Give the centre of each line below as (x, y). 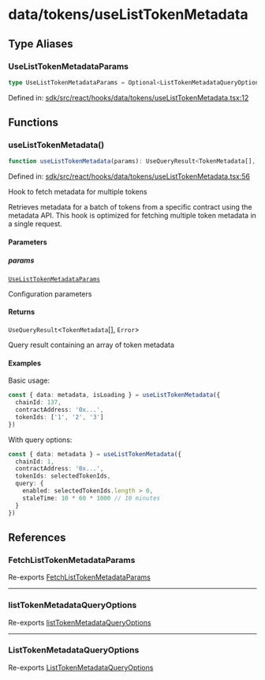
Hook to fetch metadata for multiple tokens (78, 192)
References (37, 537)
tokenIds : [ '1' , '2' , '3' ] (60, 417)
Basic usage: (29, 380)
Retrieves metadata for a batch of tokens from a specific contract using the (130, 207)
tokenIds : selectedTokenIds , (63, 476)
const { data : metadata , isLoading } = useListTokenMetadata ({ (114, 395)
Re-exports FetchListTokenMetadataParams (80, 577)
